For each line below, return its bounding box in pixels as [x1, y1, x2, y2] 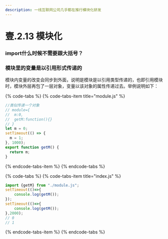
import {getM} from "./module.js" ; [5, 183, 79, 188]
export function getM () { [5, 145, 59, 150]
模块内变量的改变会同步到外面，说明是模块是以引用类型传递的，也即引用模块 [5, 77, 163, 83]
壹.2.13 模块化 [5, 31, 62, 42]
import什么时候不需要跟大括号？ [5, 50, 83, 57]
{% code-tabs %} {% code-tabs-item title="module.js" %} [5, 93, 125, 99]
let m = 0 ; [5, 126, 28, 131]
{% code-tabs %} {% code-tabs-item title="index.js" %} [5, 173, 121, 179]
